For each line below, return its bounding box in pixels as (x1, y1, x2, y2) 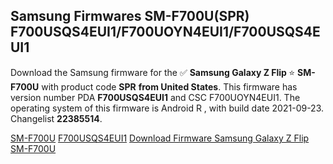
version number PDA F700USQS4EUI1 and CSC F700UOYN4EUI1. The (10, 91, 301, 103)
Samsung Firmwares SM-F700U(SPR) (10, 8, 250, 25)
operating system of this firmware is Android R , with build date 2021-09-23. (10, 102, 325, 114)
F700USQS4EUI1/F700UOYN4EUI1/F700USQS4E (10, 24, 321, 41)
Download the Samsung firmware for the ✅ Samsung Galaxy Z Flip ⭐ (10, 66, 296, 78)
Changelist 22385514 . (10, 112, 103, 124)
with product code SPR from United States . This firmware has (41, 80, 298, 93)
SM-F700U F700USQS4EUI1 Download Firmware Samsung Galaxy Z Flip (10, 132, 310, 144)
